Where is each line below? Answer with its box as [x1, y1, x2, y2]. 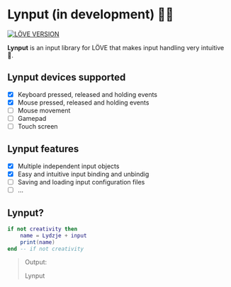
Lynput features [7, 143, 79, 155]
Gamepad [17, 114, 47, 122]
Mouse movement [17, 106, 71, 115]
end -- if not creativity [7, 245, 84, 252]
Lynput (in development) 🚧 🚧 [7, 6, 174, 23]
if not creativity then [7, 225, 78, 233]
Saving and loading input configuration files [17, 178, 145, 186]
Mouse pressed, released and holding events [17, 98, 150, 107]
